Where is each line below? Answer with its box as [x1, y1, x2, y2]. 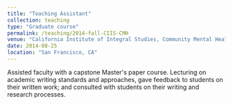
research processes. [7, 90, 66, 98]
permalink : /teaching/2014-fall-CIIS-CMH [7, 29, 129, 37]
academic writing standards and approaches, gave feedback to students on [7, 75, 223, 83]
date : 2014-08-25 [7, 42, 58, 49]
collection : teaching [7, 17, 70, 24]
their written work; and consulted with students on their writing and [7, 83, 200, 91]
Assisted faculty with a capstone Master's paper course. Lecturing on [7, 67, 207, 76]
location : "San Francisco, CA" [7, 49, 98, 56]
